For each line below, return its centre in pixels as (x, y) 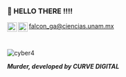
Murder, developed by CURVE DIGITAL (63, 67)
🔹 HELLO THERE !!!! (40, 11)
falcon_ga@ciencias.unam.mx (71, 26)
